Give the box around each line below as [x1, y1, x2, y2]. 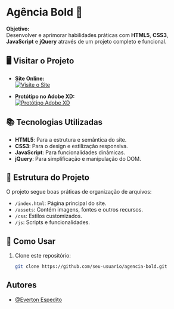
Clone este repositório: [14, 252, 72, 259]
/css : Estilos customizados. [14, 212, 82, 220]
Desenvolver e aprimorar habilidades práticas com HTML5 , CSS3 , [6, 31, 169, 38]
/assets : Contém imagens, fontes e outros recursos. [14, 206, 143, 213]
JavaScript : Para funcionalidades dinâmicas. [14, 149, 126, 156]
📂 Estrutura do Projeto [6, 172, 89, 182]
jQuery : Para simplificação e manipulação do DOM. [14, 155, 141, 162]
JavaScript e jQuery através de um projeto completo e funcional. [6, 38, 167, 45]
